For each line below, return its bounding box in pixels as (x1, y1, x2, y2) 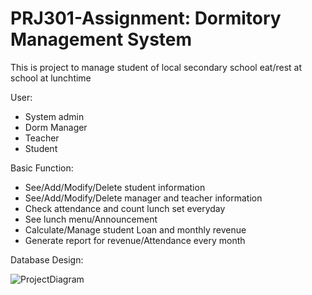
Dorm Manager (24, 121, 88, 133)
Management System (10, 28, 193, 51)
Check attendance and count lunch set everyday (24, 202, 226, 214)
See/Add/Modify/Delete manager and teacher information (24, 192, 263, 204)
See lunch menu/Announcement (24, 213, 158, 225)
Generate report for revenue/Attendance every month (24, 234, 246, 246)
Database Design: (10, 253, 84, 266)
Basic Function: (10, 162, 74, 174)
